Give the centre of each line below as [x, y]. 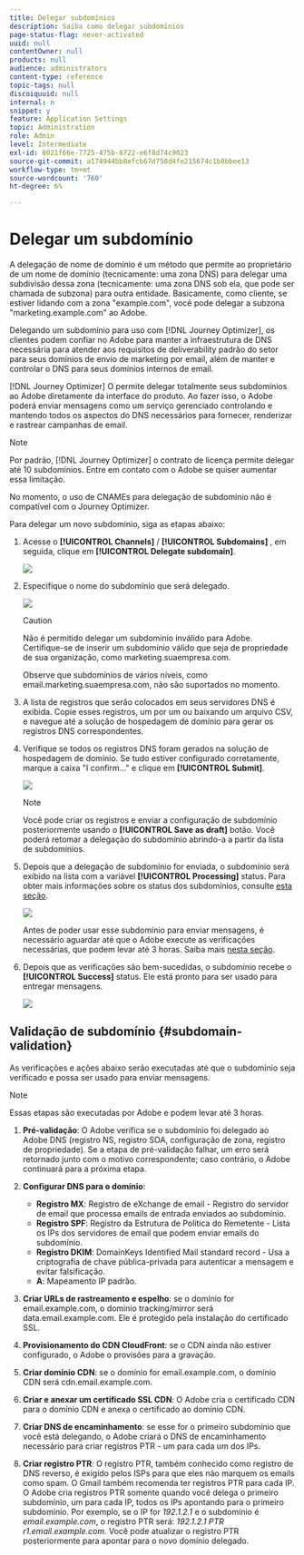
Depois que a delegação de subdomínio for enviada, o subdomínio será [156, 866]
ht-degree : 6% [36, 187]
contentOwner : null [46, 52]
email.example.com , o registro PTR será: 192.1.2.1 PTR [123, 1521]
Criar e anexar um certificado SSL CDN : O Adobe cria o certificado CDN [159, 1399]
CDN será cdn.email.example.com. [87, 1382]
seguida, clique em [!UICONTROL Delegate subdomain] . [129, 552]
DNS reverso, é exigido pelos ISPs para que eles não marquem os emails [158, 1473]
